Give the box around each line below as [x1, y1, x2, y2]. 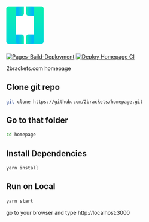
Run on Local [6, 181, 56, 191]
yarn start [6, 198, 34, 204]
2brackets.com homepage [6, 65, 71, 72]
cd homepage [6, 132, 36, 138]
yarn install [6, 165, 39, 171]
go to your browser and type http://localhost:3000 [6, 209, 130, 216]
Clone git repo [6, 82, 60, 92]
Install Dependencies [6, 148, 87, 159]
